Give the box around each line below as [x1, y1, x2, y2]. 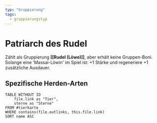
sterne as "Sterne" [14, 101, 54, 106]
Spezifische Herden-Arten [5, 79, 88, 87]
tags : [5, 12, 16, 17]
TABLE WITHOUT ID [5, 92, 41, 97]
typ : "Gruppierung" [5, 7, 45, 12]
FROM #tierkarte [5, 105, 39, 111]
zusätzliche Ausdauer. [5, 65, 50, 71]
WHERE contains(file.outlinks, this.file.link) [5, 110, 105, 115]
